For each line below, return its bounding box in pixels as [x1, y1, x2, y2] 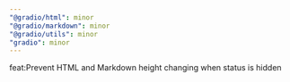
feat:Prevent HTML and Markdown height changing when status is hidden [9, 62, 282, 73]
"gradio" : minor [9, 37, 70, 47]
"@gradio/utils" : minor [9, 29, 99, 38]
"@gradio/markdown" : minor [9, 21, 110, 30]
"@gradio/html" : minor [9, 12, 94, 22]
